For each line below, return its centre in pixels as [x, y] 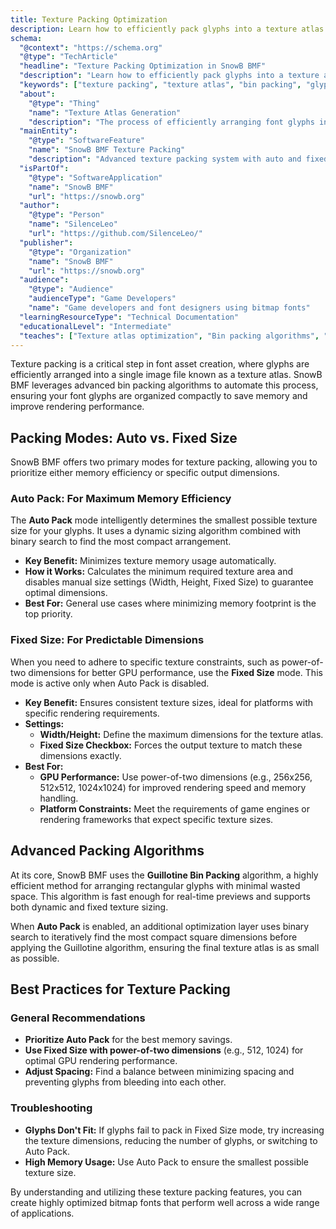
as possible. [35, 958]
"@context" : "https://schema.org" [91, 47]
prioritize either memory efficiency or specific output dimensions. [145, 473]
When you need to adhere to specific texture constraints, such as [145, 662]
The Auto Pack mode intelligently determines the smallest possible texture [164, 520]
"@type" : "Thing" [64, 103]
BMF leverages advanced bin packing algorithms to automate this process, [164, 385]
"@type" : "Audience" [71, 289]
